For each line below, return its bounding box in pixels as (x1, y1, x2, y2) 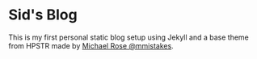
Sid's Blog (8, 6, 78, 24)
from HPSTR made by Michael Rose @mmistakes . (8, 40, 174, 50)
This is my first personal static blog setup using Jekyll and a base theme (8, 32, 249, 42)
